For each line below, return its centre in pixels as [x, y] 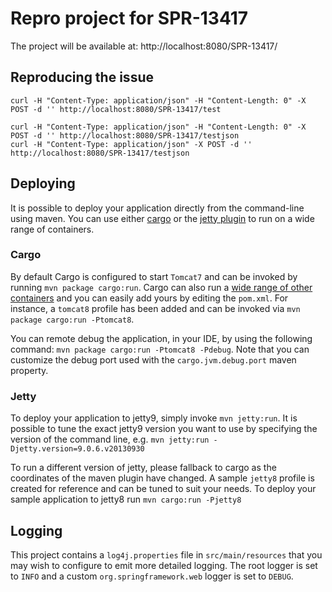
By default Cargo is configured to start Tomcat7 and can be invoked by [154, 276]
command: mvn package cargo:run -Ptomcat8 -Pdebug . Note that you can [160, 349]
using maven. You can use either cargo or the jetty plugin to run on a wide [162, 218]
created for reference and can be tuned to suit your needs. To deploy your [163, 489]
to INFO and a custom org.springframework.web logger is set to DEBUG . [152, 576]
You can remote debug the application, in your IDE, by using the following [161, 338]
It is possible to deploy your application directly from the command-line [157, 208]
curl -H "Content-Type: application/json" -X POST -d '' [131, 144]
